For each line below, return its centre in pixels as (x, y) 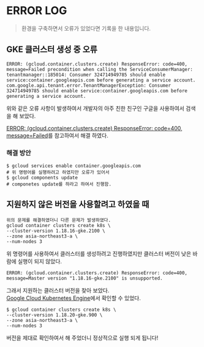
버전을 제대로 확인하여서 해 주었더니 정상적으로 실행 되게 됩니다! (82, 338)
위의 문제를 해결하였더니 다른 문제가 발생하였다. (59, 220)
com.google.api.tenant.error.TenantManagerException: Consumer (89, 85)
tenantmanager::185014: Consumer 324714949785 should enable (86, 75)
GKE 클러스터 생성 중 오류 (52, 50)
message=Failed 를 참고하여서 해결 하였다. (57, 135)
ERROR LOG (37, 11)
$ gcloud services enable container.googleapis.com (74, 166)
